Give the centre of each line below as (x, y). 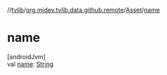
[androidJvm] (27, 56)
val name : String (30, 64)
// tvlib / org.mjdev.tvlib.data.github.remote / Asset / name (83, 10)
